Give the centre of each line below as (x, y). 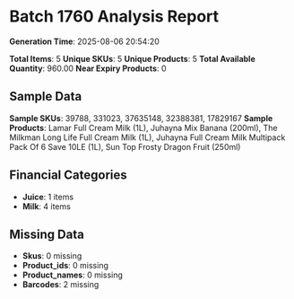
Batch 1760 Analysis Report (114, 17)
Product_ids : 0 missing (65, 266)
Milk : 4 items (47, 206)
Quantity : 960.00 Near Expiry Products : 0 (88, 68)
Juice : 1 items (48, 197)
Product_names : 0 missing (73, 275)
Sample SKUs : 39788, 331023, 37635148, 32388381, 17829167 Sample (141, 118)
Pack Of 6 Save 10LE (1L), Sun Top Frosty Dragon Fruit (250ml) (125, 146)
